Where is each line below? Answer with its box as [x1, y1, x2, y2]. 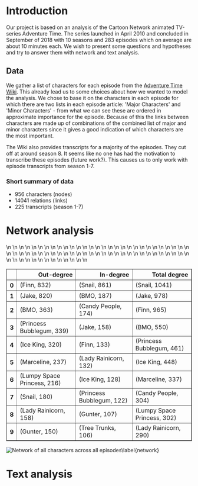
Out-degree [38, 271, 73, 279]
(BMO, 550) [135, 323, 169, 331]
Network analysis [6, 224, 94, 237]
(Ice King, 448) [135, 358, 178, 366]
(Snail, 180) [19, 392, 53, 401]
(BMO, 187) [78, 291, 112, 300]
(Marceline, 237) [19, 358, 67, 366]
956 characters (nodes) [14, 191, 72, 198]
